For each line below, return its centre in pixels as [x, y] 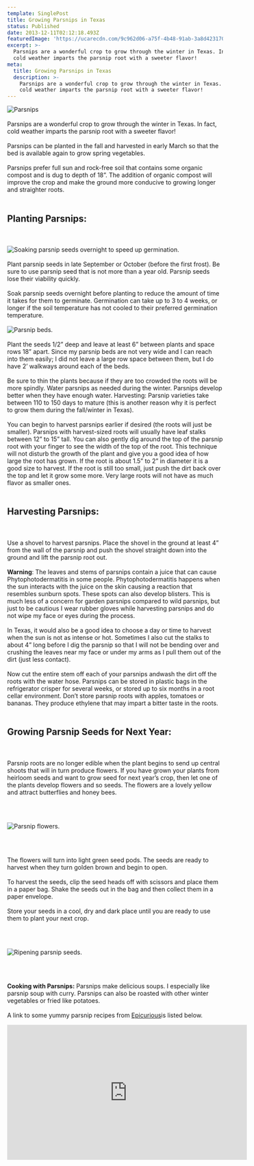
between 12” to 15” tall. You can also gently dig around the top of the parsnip [115, 439]
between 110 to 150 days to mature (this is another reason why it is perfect [112, 403]
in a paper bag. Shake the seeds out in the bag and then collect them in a [110, 889]
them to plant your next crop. [48, 918]
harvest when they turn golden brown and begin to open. [88, 867]
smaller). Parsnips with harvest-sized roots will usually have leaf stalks [107, 431]
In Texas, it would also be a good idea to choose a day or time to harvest [109, 630]
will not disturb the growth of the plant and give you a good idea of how [108, 453]
